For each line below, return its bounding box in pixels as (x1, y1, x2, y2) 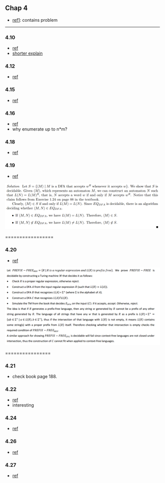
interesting (12, 402, 34, 408)
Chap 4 (5, 4, 28, 12)
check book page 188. (12, 373, 57, 379)
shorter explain (12, 50, 43, 56)
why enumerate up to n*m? (12, 126, 68, 132)
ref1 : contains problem (12, 17, 58, 23)
